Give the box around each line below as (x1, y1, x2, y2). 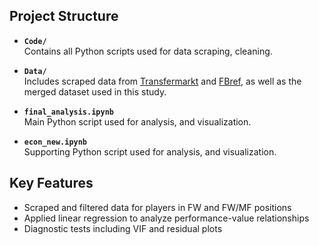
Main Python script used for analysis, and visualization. (23, 115, 252, 128)
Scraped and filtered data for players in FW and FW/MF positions (23, 201, 292, 213)
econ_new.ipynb (23, 137, 88, 147)
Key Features (9, 175, 94, 192)
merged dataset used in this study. (23, 85, 167, 98)
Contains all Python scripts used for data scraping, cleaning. (23, 45, 273, 57)
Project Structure (9, 8, 119, 25)
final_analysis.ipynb (23, 107, 114, 117)
